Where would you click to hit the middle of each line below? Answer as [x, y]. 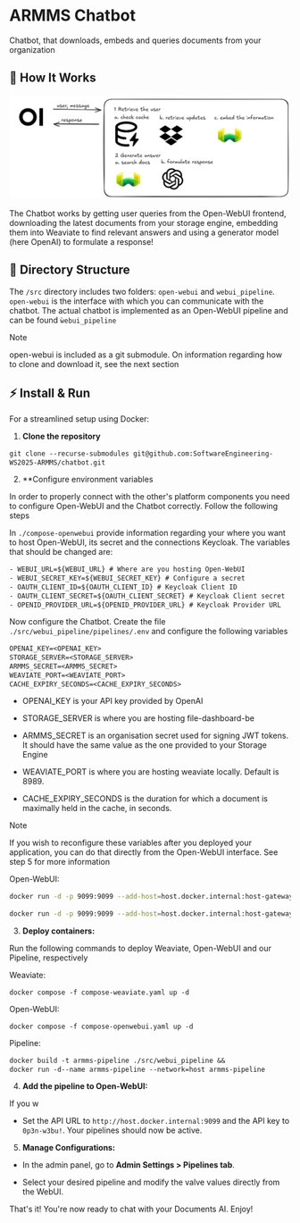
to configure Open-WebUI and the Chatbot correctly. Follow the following [144, 507]
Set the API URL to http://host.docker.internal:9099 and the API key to [156, 1121]
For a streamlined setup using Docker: [79, 419]
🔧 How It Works [53, 78]
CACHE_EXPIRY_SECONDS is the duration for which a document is [145, 799]
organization [32, 49]
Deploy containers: [58, 931]
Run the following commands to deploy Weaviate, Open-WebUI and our [141, 949]
